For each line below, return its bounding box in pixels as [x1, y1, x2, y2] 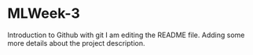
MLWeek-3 [7, 5, 80, 22]
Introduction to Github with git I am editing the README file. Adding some [7, 30, 245, 40]
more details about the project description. [7, 38, 145, 47]
